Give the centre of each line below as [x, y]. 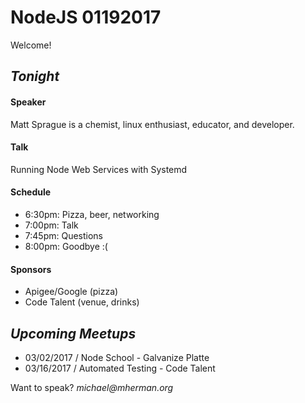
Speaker [28, 102]
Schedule [31, 192]
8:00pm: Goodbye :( [66, 246]
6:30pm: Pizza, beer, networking [92, 214]
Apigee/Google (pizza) [71, 292]
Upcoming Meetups [73, 333]
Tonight [35, 76]
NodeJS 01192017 [86, 17]
